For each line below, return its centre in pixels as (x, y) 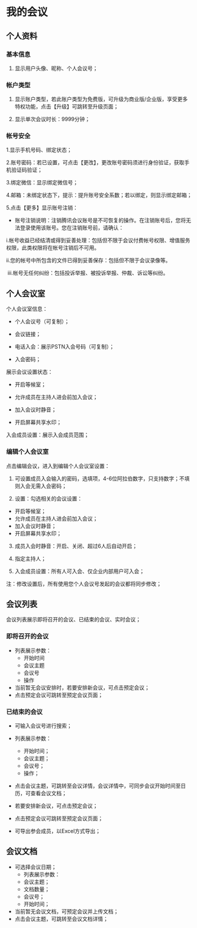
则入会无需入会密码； (41, 486)
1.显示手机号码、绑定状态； (39, 150)
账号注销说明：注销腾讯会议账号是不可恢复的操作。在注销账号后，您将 (100, 221)
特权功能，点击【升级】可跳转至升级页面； (67, 107)
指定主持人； (30, 559)
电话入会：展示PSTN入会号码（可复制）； (64, 347)
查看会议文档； (49, 793)
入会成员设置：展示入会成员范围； (48, 435)
